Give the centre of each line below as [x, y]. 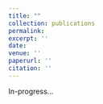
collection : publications [51, 23]
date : [17, 46]
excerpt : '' [28, 38]
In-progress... [31, 91]
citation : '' [30, 69]
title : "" [25, 16]
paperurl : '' [30, 61]
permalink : [27, 31]
